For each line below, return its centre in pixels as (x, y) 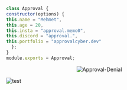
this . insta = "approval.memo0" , (46, 30)
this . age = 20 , (25, 25)
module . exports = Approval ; (41, 58)
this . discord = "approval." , (42, 36)
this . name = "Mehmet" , (34, 20)
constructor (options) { (35, 14)
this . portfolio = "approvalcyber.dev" (54, 41)
